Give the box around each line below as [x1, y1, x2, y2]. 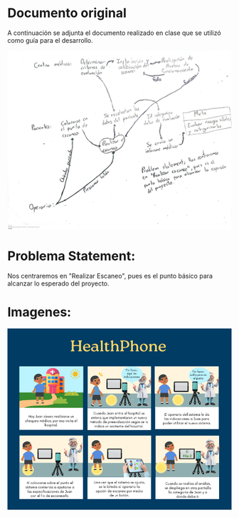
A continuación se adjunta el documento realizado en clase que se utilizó [7, 28, 222, 37]
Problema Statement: [7, 248, 136, 264]
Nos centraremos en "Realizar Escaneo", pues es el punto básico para [7, 271, 213, 280]
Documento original [7, 5, 127, 21]
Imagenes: [7, 304, 72, 320]
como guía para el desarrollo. [7, 36, 94, 44]
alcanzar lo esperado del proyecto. [7, 279, 110, 288]
